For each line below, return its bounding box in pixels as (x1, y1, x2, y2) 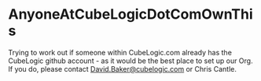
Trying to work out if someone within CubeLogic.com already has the (8, 48, 232, 57)
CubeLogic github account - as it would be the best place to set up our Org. (8, 56, 253, 65)
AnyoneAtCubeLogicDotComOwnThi (8, 5, 253, 23)
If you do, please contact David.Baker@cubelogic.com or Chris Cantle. (8, 64, 237, 73)
